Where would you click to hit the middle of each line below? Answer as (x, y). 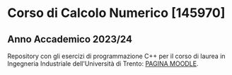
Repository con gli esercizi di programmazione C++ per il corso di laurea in (116, 56)
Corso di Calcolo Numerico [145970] (116, 13)
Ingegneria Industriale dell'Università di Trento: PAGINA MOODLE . (103, 64)
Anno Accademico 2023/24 (70, 39)
